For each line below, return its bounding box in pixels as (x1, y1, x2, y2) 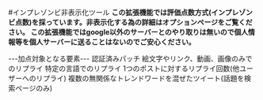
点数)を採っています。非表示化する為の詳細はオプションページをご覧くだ (14, 17, 253, 27)
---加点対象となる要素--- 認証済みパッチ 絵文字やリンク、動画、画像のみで (8, 54, 253, 63)
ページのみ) (14, 83, 53, 93)
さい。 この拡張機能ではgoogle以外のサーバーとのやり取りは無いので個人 (8, 28, 249, 36)
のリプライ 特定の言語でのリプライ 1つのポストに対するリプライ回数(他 (8, 64, 240, 73)
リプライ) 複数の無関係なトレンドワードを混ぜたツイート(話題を (35, 74, 245, 83)
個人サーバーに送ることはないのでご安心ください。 (29, 37, 196, 46)
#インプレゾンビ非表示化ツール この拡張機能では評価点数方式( (8, 8, 212, 17)
